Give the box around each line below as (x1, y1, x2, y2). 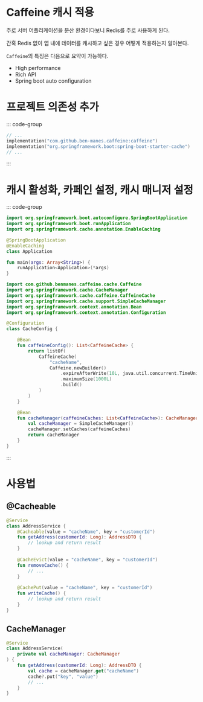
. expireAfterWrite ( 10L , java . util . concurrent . (60, 371, 180, 377)
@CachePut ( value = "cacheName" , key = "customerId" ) (17, 585, 153, 591)
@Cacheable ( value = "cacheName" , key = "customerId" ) (17, 529, 155, 535)
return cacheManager (28, 432, 80, 438)
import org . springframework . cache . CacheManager (6, 287, 129, 293)
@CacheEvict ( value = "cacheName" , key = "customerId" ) (17, 557, 158, 563)
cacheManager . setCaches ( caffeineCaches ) (28, 426, 131, 432)
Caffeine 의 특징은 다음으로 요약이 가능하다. (6, 52, 109, 59)
